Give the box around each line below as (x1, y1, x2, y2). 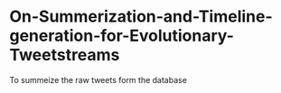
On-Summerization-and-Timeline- (9, 6, 273, 27)
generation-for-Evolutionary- (9, 25, 235, 46)
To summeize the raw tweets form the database (9, 74, 188, 85)
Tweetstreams (9, 45, 120, 65)
